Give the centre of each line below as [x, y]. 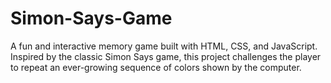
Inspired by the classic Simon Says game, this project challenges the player [166, 56]
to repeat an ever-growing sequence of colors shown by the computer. [156, 67]
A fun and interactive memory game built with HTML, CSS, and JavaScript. [164, 46]
